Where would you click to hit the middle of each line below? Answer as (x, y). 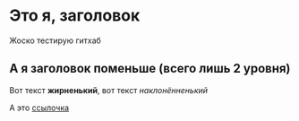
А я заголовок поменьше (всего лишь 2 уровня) (150, 69)
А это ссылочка (39, 108)
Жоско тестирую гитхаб (55, 40)
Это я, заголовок (75, 16)
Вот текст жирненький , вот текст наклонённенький (109, 90)
